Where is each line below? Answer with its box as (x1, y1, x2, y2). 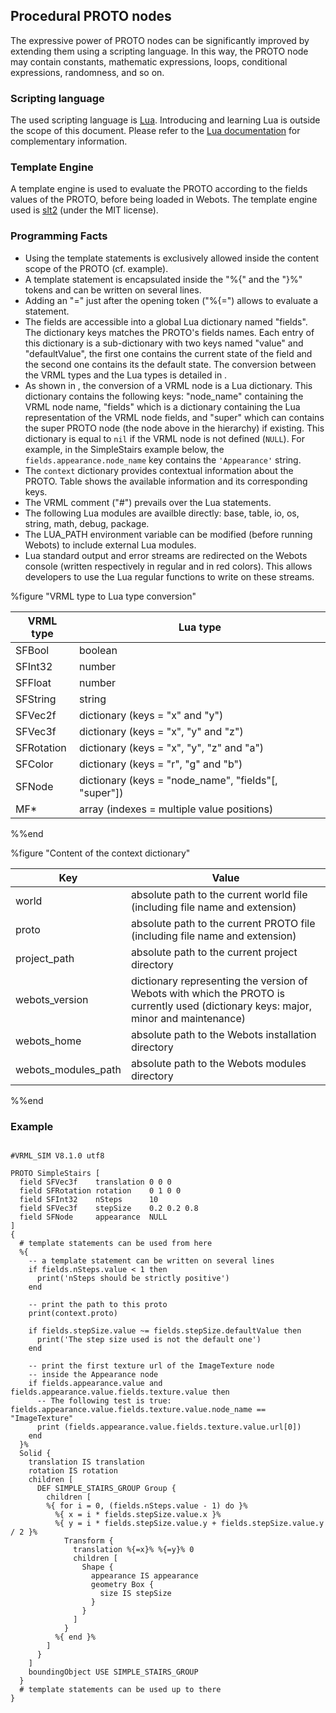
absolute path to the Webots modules (130, 1056, 307, 1070)
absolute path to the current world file (130, 887, 308, 901)
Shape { (81, 1562, 114, 1572)
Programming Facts (10, 229, 108, 243)
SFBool (15, 643, 50, 657)
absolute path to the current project (130, 945, 298, 959)
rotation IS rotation (28, 1466, 118, 1476)
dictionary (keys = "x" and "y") (79, 708, 224, 722)
